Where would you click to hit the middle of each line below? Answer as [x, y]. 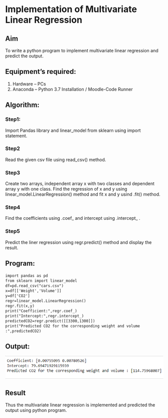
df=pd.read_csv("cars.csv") [35, 286]
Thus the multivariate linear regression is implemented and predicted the [80, 405]
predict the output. [24, 56]
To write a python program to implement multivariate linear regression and [82, 51]
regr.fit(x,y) [20, 306]
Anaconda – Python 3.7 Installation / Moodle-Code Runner [72, 89]
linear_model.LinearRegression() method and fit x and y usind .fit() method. [83, 194]
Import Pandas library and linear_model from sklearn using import [73, 130]
